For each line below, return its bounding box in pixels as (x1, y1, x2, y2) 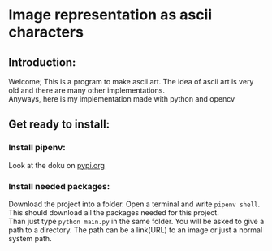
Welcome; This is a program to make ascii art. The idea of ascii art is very (8, 77, 254, 86)
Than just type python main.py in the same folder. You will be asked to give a (8, 216, 265, 226)
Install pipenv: (8, 142, 67, 154)
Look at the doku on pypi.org (8, 160, 106, 170)
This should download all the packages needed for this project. (8, 207, 219, 217)
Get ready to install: (8, 118, 110, 132)
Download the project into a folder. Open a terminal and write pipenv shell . (8, 199, 261, 209)
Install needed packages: (8, 180, 110, 192)
